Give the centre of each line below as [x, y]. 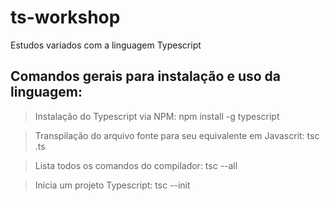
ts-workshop [65, 17]
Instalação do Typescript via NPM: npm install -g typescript [157, 116]
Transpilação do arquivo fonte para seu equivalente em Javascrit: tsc [177, 135]
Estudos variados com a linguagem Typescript [106, 45]
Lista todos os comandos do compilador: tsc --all [136, 165]
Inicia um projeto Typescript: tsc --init [112, 185]
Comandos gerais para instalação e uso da [146, 76]
